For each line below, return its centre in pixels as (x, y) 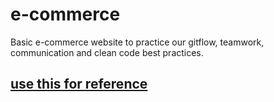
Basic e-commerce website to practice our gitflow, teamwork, (137, 42)
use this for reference (79, 84)
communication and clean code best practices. (107, 52)
